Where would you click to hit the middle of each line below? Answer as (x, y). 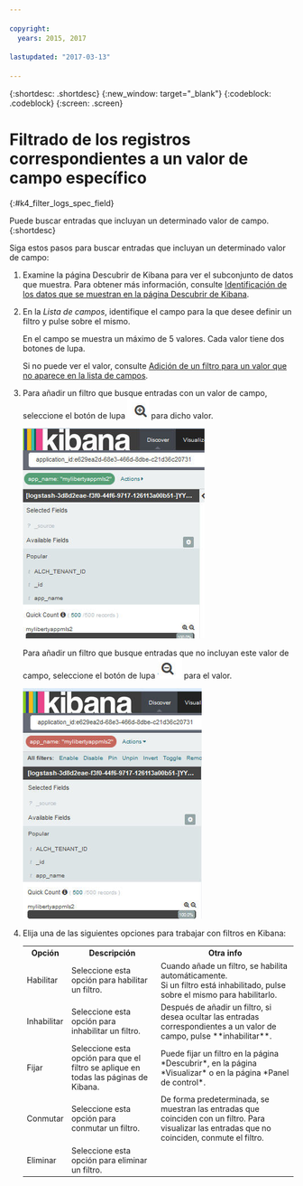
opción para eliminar (110, 1160)
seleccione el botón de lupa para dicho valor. (118, 415)
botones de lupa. (54, 348)
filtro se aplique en (106, 1068)
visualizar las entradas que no (216, 1128)
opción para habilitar (110, 980)
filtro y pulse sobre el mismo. (76, 321)
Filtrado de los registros (100, 140)
